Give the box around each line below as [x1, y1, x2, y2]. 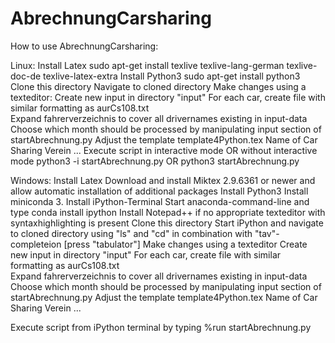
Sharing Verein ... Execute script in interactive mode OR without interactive [10, 144, 318, 156]
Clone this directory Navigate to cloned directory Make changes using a [10, 80, 307, 92]
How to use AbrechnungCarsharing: [10, 40, 159, 52]
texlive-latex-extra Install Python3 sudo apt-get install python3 [43, 70, 301, 82]
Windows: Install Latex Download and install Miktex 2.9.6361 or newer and [10, 174, 316, 186]
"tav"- [254, 227, 280, 239]
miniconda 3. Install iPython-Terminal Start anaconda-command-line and [10, 195, 310, 207]
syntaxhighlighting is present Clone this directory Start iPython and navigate [10, 217, 324, 229]
